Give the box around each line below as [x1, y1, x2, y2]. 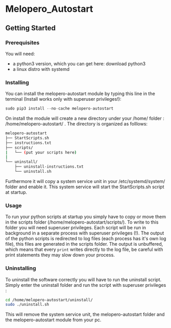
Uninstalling [5, 265, 36, 272]
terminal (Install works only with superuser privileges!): [5, 96, 122, 102]
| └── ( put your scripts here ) [5, 150, 77, 155]
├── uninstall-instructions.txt [14, 164, 84, 170]
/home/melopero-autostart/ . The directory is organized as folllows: [5, 121, 148, 127]
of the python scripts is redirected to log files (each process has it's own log [5, 235, 166, 242]
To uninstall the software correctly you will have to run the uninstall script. [5, 276, 162, 283]
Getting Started [5, 24, 56, 32]
